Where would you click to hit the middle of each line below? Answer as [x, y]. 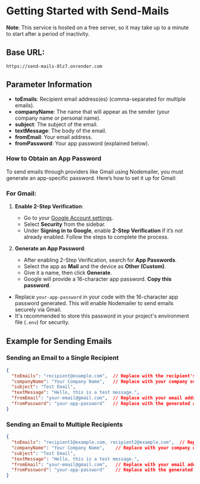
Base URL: [26, 53]
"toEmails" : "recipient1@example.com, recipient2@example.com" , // [98, 442]
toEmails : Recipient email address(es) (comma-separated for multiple [100, 99]
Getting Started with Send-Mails [88, 11]
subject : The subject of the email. [56, 124]
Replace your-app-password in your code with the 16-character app [96, 297]
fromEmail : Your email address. [54, 137]
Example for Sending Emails [59, 341]
